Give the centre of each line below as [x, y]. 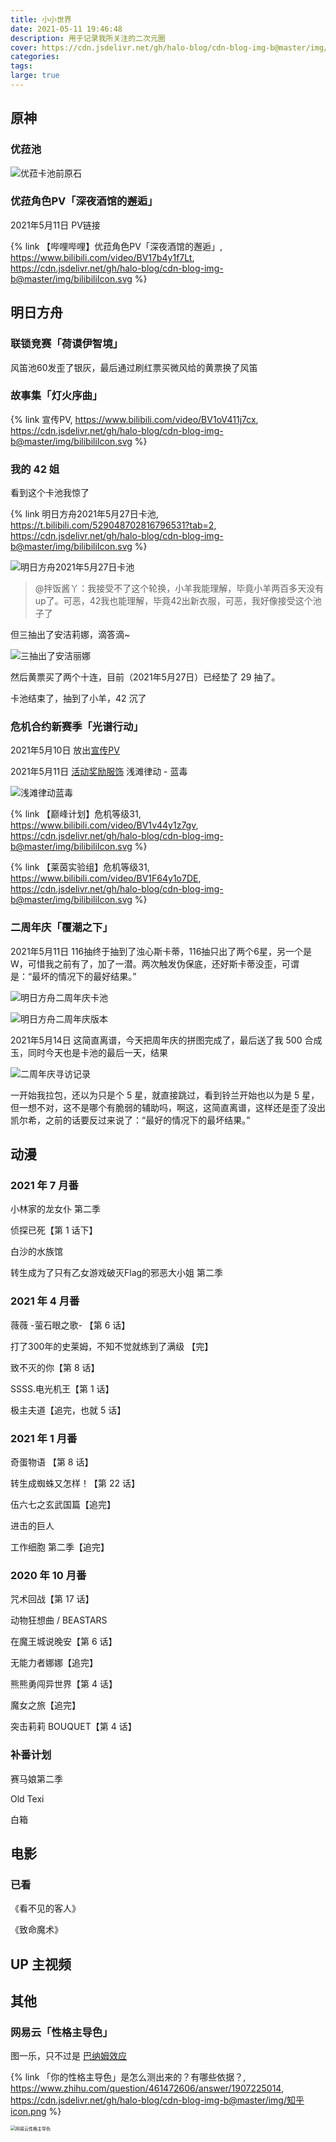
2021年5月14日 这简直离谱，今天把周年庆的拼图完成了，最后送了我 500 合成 [166, 1040]
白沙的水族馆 [36, 1252]
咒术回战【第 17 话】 [52, 1599]
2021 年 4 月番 [45, 1301]
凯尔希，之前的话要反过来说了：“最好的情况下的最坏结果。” [130, 1120]
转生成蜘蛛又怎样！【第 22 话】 [75, 1483]
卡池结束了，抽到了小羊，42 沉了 [78, 698]
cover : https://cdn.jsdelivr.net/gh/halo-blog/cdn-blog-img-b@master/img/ [169, 47]
